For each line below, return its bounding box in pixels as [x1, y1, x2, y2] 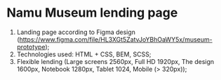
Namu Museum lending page [6, 5, 178, 21]
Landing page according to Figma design [16, 28, 136, 36]
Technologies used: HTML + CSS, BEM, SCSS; [16, 50, 152, 58]
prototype [16, 42, 46, 51]
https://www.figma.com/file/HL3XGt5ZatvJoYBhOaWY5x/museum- [19, 35, 213, 43]
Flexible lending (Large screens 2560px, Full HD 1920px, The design [16, 57, 215, 65]
